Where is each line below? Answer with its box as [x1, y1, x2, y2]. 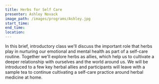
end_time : [5, 25, 25, 30]
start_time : [5, 21, 29, 26]
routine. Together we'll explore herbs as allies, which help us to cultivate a [5, 54, 155, 59]
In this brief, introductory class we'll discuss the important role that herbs [5, 43, 153, 49]
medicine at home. [5, 74, 43, 80]
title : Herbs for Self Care [5, 7, 63, 12]
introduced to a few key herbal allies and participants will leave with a [5, 64, 145, 70]
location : [5, 30, 25, 35]
